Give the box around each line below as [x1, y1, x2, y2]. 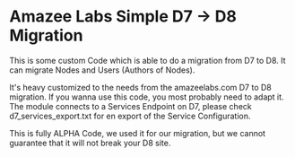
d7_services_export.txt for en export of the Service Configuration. [9, 110, 251, 121]
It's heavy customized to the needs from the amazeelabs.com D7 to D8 [9, 82, 272, 92]
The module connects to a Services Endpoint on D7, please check [9, 100, 253, 111]
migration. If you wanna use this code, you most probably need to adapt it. [9, 92, 284, 102]
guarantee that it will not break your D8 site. [9, 137, 171, 148]
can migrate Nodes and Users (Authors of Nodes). [9, 65, 195, 75]
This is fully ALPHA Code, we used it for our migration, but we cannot [9, 127, 266, 138]
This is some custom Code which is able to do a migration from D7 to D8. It [9, 55, 286, 65]
